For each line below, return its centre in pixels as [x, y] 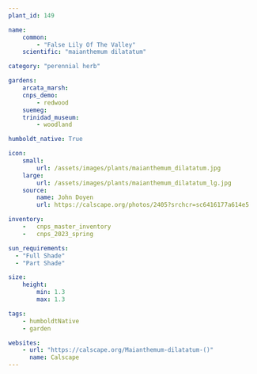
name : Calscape [54, 357]
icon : [17, 154]
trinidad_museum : [51, 117]
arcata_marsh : [45, 88]
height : [35, 285]
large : [33, 175]
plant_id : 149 [32, 15]
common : [35, 37]
